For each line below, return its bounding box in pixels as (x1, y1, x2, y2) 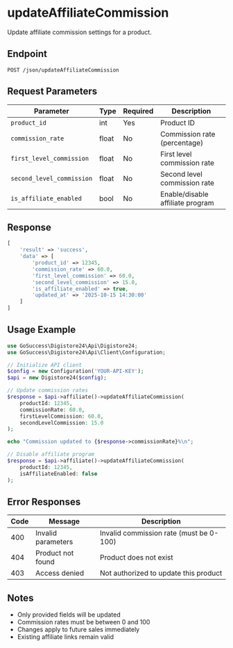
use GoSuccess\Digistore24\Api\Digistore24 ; (7, 342, 138, 349)
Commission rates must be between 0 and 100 (17, 618, 150, 626)
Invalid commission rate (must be (99, 528, 208, 538)
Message (48, 516, 80, 526)
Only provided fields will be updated (17, 610, 121, 619)
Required (123, 106, 154, 116)
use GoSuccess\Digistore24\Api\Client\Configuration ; (7, 349, 166, 356)
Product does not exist (99, 553, 173, 562)
